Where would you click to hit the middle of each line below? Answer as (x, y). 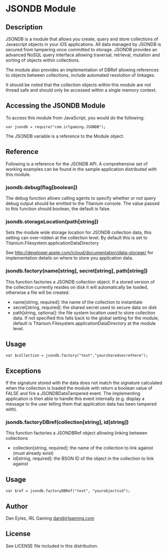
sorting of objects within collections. (43, 60)
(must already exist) (33, 453)
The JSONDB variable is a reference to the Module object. (65, 136)
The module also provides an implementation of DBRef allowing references (82, 70)
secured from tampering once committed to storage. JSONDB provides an (82, 50)
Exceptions (23, 371)
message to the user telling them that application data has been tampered (81, 404)
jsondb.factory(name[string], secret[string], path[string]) (77, 271)
